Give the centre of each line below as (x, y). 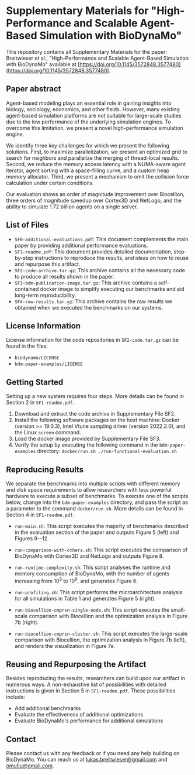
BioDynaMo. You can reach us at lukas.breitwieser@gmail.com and (87, 760)
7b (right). (27, 622)
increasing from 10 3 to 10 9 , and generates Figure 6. (76, 580)
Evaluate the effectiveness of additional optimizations (79, 715)
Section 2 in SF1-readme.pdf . (40, 403)
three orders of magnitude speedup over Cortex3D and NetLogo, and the (94, 200)
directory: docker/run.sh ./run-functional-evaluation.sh (107, 451)
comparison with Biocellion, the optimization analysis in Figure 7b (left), (100, 640)
